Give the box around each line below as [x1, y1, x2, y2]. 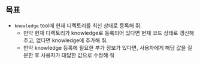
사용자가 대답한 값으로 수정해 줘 [41, 52, 115, 59]
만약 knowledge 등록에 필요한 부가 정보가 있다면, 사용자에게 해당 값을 [23, 44, 186, 51]
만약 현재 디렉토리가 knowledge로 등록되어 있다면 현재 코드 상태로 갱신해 [23, 29, 195, 36]
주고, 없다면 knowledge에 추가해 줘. [23, 37, 108, 44]
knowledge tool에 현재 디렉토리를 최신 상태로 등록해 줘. [14, 22, 142, 29]
